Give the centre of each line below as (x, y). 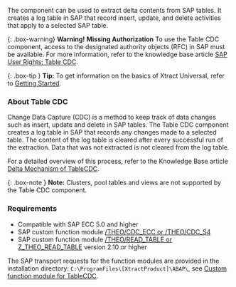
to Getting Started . (34, 83)
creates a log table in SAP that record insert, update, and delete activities (114, 18)
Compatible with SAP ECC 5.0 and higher (78, 224)
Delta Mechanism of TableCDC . (53, 169)
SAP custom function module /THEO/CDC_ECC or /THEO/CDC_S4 (114, 231)
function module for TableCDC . (53, 276)
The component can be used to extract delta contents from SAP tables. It (114, 10)
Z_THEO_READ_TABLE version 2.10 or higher (82, 247)
